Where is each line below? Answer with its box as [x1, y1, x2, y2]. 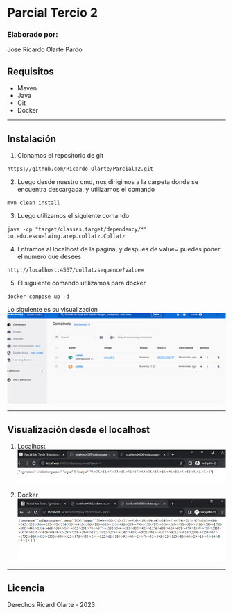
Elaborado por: [7, 30, 58, 40]
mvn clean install [7, 199, 60, 206]
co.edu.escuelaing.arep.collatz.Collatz [7, 233, 126, 240]
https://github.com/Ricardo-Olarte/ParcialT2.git [7, 165, 154, 173]
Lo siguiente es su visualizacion [7, 306, 98, 314]
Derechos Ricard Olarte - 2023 [7, 601, 96, 609]
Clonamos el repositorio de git [17, 151, 104, 160]
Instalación [7, 133, 57, 144]
